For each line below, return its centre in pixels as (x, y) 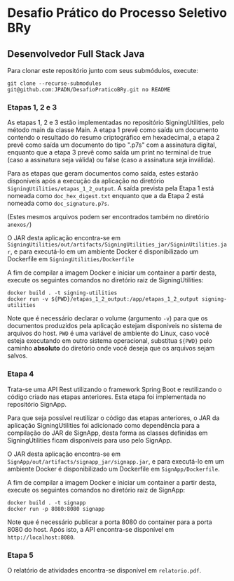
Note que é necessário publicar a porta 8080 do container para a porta (110, 522)
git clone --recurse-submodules (54, 84)
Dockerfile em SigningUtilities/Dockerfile (71, 259)
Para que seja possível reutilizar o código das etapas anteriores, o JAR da (113, 418)
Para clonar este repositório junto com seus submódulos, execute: (103, 71)
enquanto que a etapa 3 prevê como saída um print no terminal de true (109, 152)
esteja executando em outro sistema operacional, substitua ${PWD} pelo (110, 341)
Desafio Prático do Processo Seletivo (117, 13)
